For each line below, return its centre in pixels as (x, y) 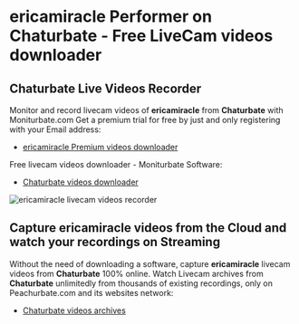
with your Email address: (55, 129)
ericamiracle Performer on (111, 17)
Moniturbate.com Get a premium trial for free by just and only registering (145, 120)
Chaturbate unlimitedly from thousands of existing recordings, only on (141, 283)
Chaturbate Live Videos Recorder (106, 88)
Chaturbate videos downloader (80, 182)
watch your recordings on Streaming (115, 242)
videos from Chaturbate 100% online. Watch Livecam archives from (137, 273)
